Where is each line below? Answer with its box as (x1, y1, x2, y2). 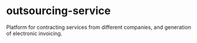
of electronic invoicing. (6, 29, 63, 37)
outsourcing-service (6, 4, 111, 18)
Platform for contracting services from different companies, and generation (6, 24, 191, 31)
